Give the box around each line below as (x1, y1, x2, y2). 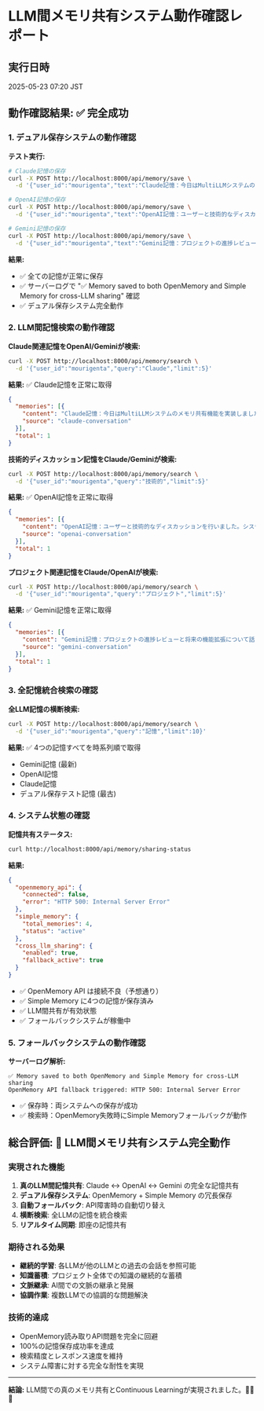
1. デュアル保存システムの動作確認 (8, 132, 137, 143)
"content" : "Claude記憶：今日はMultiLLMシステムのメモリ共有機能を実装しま (22, 410, 248, 418)
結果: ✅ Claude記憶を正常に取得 (8, 379, 112, 389)
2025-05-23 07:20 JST (8, 82, 84, 91)
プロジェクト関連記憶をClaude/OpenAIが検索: (8, 567, 159, 577)
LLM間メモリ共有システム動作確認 (8, 7, 229, 25)
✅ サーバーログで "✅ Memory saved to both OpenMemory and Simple (19, 280, 247, 291)
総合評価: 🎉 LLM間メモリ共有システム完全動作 (8, 1136, 230, 1149)
